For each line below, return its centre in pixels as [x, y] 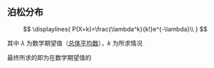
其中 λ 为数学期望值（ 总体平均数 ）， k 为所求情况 [75, 43]
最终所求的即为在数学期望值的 [49, 57]
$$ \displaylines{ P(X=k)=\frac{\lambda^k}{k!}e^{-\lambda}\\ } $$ [115, 29]
